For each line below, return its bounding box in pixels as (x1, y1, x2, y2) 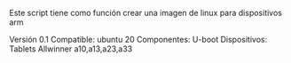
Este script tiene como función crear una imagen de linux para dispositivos (9, 8, 282, 18)
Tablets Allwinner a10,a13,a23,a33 (9, 43, 133, 54)
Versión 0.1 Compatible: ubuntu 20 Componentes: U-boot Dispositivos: (9, 35, 268, 44)
